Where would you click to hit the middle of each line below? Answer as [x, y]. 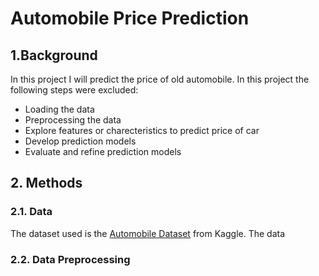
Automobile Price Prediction [130, 18]
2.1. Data [31, 212]
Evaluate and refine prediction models [103, 151]
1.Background [54, 55]
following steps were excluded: [74, 90]
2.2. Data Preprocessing [70, 259]
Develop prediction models [80, 141]
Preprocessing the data [73, 120]
